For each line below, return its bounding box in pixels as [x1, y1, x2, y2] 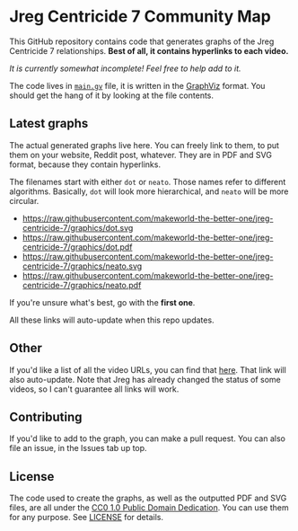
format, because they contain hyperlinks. [9, 159, 162, 170]
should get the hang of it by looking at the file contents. [9, 90, 214, 101]
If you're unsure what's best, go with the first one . [9, 296, 196, 307]
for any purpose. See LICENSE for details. [9, 512, 164, 523]
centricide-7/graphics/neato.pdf [22, 279, 142, 290]
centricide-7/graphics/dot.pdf [22, 241, 133, 252]
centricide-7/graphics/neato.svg [22, 261, 143, 271]
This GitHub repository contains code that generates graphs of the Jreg [9, 36, 275, 47]
